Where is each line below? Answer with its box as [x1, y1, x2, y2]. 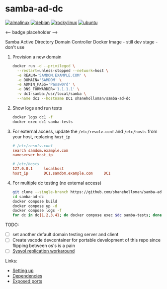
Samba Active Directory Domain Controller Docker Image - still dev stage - [5, 38, 158, 45]
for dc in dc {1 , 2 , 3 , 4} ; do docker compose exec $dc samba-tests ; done [12, 213, 162, 218]
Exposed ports [12, 278, 43, 285]
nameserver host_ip [12, 153, 53, 158]
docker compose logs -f [12, 208, 62, 213]
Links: [5, 258, 17, 264]
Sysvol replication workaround [12, 248, 75, 254]
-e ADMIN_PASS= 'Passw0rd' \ [17, 82, 76, 87]
